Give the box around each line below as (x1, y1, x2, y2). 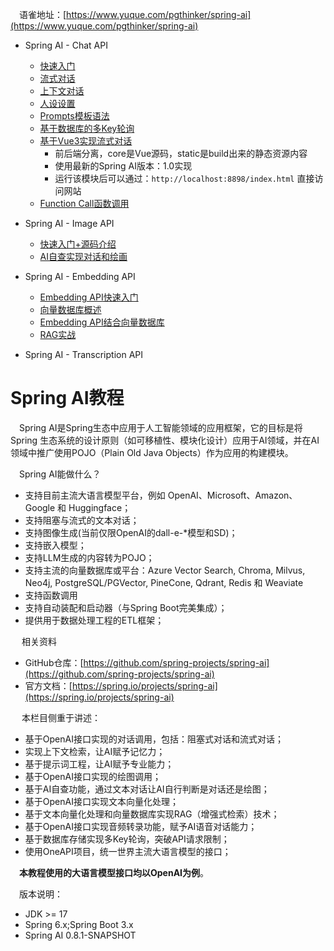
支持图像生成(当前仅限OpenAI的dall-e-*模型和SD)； (24, 526, 238, 538)
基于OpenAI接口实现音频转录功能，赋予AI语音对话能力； (24, 820, 258, 832)
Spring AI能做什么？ (19, 468, 102, 480)
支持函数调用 (24, 589, 78, 601)
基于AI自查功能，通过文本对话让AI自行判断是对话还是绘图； (24, 783, 270, 795)
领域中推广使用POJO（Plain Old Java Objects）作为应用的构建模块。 (10, 446, 294, 458)
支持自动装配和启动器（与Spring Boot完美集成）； (24, 601, 228, 613)
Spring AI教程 (10, 387, 125, 410)
